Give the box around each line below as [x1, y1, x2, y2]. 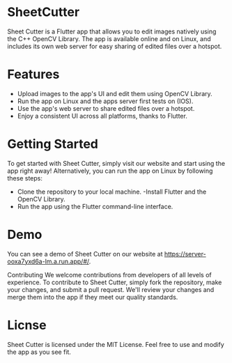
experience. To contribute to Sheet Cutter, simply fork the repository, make [7, 278, 222, 286]
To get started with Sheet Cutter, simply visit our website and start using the [7, 159, 225, 167]
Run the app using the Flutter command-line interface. [17, 202, 173, 210]
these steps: [7, 173, 43, 182]
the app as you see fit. [7, 348, 72, 356]
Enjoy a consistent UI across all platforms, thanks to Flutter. [17, 111, 188, 120]
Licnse [7, 317, 47, 333]
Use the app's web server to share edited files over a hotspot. [17, 104, 195, 112]
